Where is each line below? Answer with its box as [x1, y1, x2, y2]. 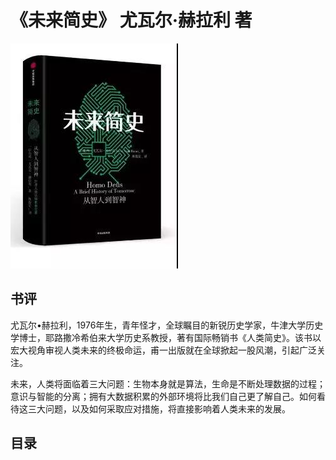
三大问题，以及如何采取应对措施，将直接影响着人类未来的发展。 [27, 402, 291, 415]
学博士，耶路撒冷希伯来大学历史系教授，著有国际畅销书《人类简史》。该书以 [10, 331, 322, 343]
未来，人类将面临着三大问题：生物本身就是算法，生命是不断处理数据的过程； [10, 377, 326, 390]
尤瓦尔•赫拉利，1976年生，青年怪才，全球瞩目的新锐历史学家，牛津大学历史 [10, 319, 324, 331]
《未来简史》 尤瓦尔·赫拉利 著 [10, 9, 253, 32]
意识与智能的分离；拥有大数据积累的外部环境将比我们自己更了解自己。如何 [10, 390, 317, 402]
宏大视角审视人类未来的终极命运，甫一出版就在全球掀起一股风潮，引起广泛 [10, 344, 317, 356]
